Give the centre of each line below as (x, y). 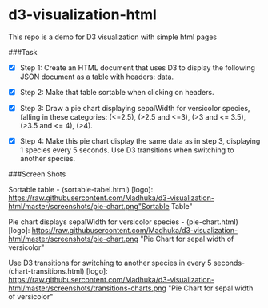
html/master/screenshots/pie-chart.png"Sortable (89, 207)
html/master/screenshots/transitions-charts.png (87, 288)
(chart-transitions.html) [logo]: (58, 271)
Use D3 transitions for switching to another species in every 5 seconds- (127, 263)
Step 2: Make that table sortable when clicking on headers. (117, 92)
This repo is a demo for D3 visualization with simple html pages (113, 37)
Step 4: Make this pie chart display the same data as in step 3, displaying (140, 141)
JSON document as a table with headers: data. (97, 77)
